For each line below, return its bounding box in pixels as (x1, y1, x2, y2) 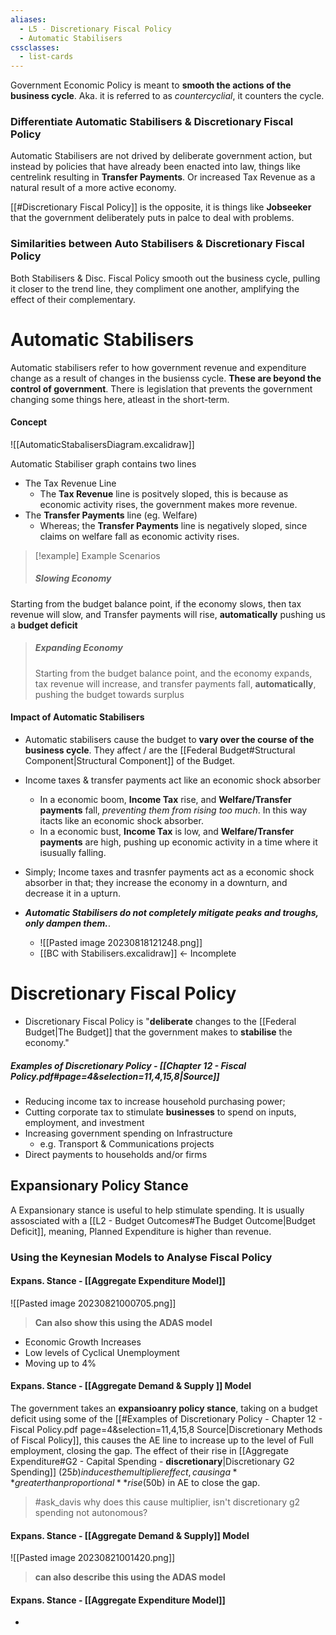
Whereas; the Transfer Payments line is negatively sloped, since (39, 519, 308, 531)
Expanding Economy (34, 642, 124, 654)
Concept (10, 416, 48, 428)
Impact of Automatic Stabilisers (10, 711, 145, 723)
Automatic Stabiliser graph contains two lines (10, 457, 197, 470)
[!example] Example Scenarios (34, 549, 161, 561)
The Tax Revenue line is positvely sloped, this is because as (39, 487, 289, 500)
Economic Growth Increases (24, 1336, 142, 1348)
